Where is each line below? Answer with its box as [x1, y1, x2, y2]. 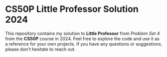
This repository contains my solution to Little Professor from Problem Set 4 [5, 30, 160, 36]
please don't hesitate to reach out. [5, 46, 76, 52]
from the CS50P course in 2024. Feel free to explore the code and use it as [5, 36, 160, 42]
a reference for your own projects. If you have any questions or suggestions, [5, 41, 163, 47]
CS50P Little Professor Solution [5, 3, 139, 15]
